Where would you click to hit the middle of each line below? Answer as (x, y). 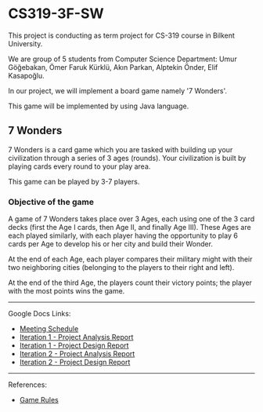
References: (27, 385)
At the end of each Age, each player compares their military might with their (130, 259)
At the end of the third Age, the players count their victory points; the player (130, 283)
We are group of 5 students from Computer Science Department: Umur (122, 59)
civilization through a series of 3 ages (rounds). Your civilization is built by (127, 158)
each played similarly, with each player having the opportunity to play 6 (123, 235)
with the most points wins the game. (67, 291)
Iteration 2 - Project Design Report (75, 363)
